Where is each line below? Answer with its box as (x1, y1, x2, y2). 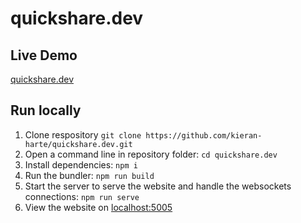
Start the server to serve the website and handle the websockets (24, 180, 292, 192)
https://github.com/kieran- (145, 130, 263, 141)
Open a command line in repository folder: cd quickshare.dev (24, 148, 278, 160)
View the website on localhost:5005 (24, 201, 173, 213)
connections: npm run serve (24, 190, 140, 202)
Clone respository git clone (24, 128, 142, 141)
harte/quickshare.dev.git (24, 139, 133, 149)
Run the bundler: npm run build (24, 169, 155, 181)
